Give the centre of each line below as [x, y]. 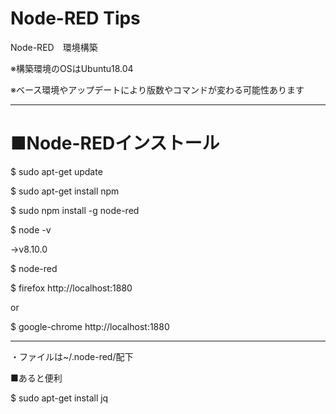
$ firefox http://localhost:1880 [71, 288]
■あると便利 [36, 378]
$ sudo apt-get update [56, 171]
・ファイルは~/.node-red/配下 [72, 356]
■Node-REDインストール [115, 143]
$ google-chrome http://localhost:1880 [90, 326]
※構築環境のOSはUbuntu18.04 [72, 68]
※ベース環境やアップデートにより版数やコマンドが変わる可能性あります [157, 89]
